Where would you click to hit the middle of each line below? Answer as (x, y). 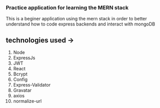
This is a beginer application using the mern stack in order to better (76, 19)
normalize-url (28, 101)
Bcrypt (20, 74)
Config (20, 79)
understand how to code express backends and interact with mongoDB (81, 24)
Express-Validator (32, 85)
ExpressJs (24, 58)
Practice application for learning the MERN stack (67, 8)
